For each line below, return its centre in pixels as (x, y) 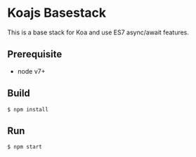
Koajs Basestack (57, 13)
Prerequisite (35, 54)
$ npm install (28, 109)
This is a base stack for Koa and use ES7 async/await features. (98, 32)
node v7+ (31, 71)
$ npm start (25, 147)
